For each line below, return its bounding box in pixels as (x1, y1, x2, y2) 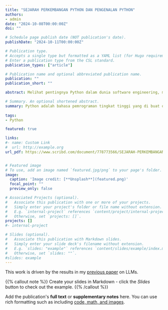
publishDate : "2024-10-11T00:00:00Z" (5, 39, 84, 45)
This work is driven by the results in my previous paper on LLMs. (5, 269, 138, 275)
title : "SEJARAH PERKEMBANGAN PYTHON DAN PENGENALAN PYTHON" (5, 7, 135, 12)
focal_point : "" (9, 181, 43, 186)
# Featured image (5, 163, 41, 168)
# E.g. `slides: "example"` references (5, 246, 93, 251)
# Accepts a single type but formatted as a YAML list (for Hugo (5, 53, 144, 58)
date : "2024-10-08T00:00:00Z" (5, 21, 68, 26)
